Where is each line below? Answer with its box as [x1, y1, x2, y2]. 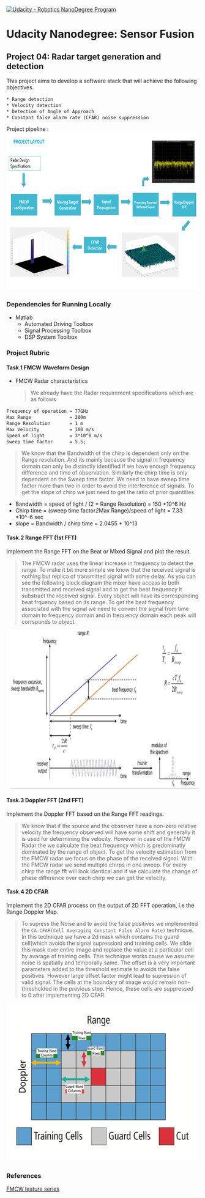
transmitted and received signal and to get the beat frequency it [21, 585, 182, 593]
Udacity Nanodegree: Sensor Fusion [6, 28, 195, 41]
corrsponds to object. [21, 618, 76, 625]
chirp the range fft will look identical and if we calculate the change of [21, 867, 198, 874]
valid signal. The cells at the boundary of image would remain [21, 978, 177, 986]
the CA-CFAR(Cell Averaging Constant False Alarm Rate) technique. [21, 926, 194, 934]
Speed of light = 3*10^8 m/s [6, 433, 103, 439]
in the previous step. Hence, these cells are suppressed [53, 985, 194, 993]
